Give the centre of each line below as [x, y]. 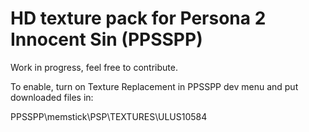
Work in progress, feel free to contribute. [94, 67]
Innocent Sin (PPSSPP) [106, 39]
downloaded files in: [52, 97]
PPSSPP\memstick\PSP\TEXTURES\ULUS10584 [109, 116]
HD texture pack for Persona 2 [138, 18]
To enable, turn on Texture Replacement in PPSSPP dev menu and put [154, 86]
